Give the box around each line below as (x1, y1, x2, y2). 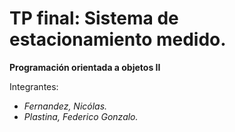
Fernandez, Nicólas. (23, 100, 108, 112)
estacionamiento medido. (9, 28, 227, 51)
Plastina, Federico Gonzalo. (23, 110, 139, 122)
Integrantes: (9, 80, 59, 92)
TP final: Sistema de (9, 7, 179, 30)
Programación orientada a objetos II (9, 61, 161, 73)
